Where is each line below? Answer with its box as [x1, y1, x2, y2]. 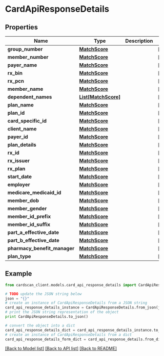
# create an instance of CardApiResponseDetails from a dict [5, 332, 132, 337]
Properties [5, 23, 38, 31]
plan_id [7, 109, 25, 116]
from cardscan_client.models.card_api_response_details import [5, 282, 137, 287]
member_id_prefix [7, 213, 51, 220]
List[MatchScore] [79, 94, 121, 100]
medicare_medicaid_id [7, 189, 61, 196]
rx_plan [7, 165, 25, 172]
